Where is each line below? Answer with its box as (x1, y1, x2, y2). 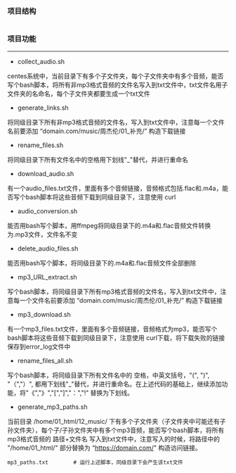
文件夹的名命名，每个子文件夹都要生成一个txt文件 (7, 89, 151, 98)
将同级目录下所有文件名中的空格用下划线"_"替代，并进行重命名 (7, 155, 188, 163)
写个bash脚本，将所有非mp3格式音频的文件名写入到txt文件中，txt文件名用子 (7, 80, 228, 89)
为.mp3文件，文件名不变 (7, 230, 78, 239)
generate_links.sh (17, 103, 69, 112)
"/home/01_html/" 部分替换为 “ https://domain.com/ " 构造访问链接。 (7, 443, 202, 452)
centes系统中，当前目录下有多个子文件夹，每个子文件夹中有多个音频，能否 (7, 72, 224, 80)
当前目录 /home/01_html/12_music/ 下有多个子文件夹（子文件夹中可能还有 (7, 417, 220, 425)
